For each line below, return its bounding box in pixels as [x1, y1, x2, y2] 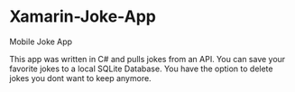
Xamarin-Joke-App [9, 6, 156, 27]
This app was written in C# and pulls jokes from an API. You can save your [9, 53, 286, 64]
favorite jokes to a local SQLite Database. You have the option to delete [9, 63, 273, 74]
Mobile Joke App [9, 36, 73, 47]
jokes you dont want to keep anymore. [9, 72, 152, 83]
